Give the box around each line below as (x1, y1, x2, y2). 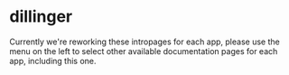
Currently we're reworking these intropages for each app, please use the (9, 36, 280, 47)
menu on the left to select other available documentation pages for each (9, 45, 278, 56)
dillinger (9, 6, 73, 27)
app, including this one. (9, 55, 97, 66)
